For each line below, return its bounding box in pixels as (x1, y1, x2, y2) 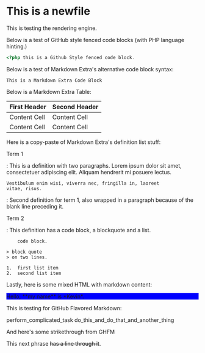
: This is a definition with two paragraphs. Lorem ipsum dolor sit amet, (6, 162, 182, 169)
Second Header (52, 102, 99, 111)
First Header (9, 102, 47, 111)
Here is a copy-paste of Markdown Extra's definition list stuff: (6, 138, 161, 146)
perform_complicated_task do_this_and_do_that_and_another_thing (6, 316, 174, 324)
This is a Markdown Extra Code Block (6, 77, 103, 84)
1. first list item (6, 265, 59, 271)
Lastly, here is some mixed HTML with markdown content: (6, 280, 153, 288)
